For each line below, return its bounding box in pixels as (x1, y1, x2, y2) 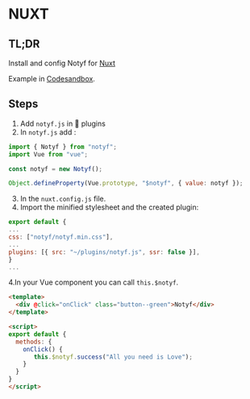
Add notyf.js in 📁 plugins (19, 118, 106, 128)
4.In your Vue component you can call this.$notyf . (8, 277, 179, 287)
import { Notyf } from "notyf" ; (8, 143, 117, 151)
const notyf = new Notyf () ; (8, 164, 103, 173)
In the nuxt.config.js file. (19, 194, 106, 204)
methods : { (15, 338, 52, 346)
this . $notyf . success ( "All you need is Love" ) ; (33, 352, 194, 361)
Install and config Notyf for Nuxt (8, 58, 115, 68)
